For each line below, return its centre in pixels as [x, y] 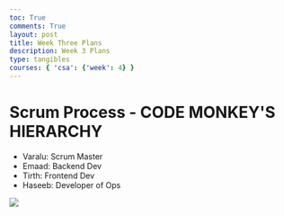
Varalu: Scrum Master [62, 156]
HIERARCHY [56, 132]
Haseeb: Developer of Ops [71, 184]
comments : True [38, 26]
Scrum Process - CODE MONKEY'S [142, 112]
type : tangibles [40, 59]
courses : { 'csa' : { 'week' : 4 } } [72, 68]
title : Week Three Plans [56, 43]
